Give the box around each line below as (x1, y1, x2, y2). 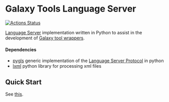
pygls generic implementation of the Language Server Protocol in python (12, 58, 164, 64)
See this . (5, 91, 24, 97)
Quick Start (5, 78, 42, 86)
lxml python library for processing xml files (12, 63, 102, 69)
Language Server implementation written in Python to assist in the (5, 29, 142, 35)
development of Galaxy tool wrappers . (5, 35, 85, 41)
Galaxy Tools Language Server (5, 3, 136, 15)
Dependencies (5, 46, 37, 53)
